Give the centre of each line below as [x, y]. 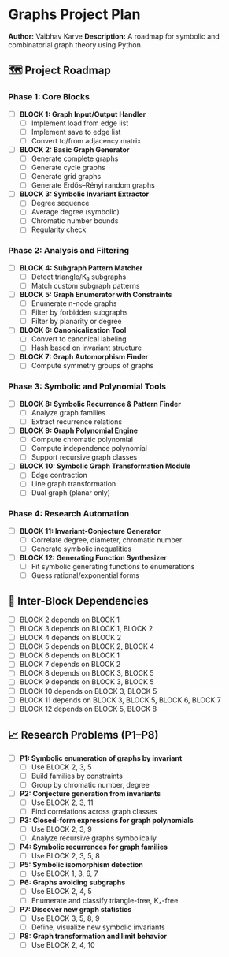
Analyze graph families [68, 412]
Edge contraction [59, 475]
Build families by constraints [77, 776]
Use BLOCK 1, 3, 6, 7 [65, 873]
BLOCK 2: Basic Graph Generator [74, 149]
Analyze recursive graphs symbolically [94, 838]
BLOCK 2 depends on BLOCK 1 [70, 620]
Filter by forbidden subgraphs [79, 312]
